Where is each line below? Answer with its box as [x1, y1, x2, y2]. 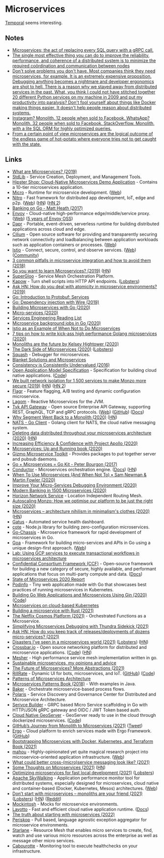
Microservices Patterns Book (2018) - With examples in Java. [12, 680, 136, 687]
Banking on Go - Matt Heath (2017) [12, 205, 83, 211]
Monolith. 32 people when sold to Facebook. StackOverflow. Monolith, [12, 120, 155, 126]
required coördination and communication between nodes [12, 62, 130, 68]
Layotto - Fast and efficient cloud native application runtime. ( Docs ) [12, 806, 149, 812]
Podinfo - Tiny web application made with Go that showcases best [12, 582, 147, 587]
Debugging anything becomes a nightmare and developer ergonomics [12, 78, 154, 84]
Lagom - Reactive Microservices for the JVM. [12, 398, 105, 404]
